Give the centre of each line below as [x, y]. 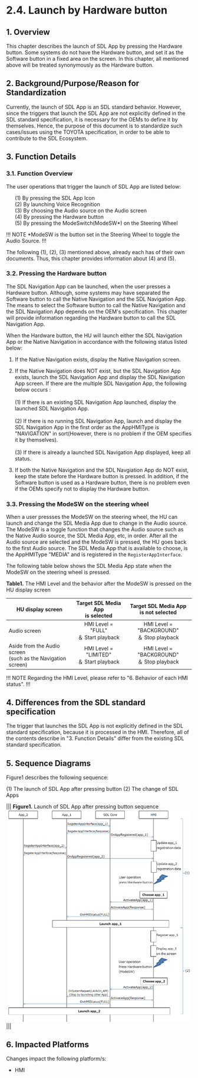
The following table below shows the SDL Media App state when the [89, 566]
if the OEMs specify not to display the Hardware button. [82, 489]
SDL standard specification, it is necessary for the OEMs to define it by [92, 119]
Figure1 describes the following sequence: [57, 778]
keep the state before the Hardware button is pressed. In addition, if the [101, 476]
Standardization [36, 93]
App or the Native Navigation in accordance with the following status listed [97, 341]
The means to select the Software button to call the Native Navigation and [96, 305]
